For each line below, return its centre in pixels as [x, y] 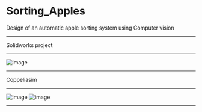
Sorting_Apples [46, 11]
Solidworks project [29, 45]
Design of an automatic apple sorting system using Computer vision [90, 28]
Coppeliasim [22, 79]
